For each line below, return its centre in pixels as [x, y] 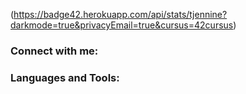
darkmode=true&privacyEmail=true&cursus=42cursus [122, 25]
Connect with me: [54, 51]
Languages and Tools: [65, 77]
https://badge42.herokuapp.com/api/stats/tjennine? [120, 14]
